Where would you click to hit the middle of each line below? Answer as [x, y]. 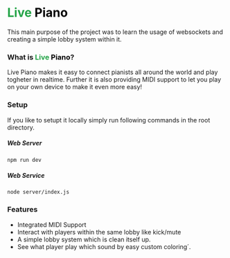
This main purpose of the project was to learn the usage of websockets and [115, 32]
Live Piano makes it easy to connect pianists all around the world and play [113, 72]
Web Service [26, 175]
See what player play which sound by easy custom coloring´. [104, 246]
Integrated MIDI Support [52, 224]
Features [23, 210]
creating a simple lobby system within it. [65, 39]
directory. [21, 127]
